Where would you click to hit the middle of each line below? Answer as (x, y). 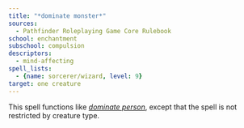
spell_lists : (30, 69)
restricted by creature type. (54, 115)
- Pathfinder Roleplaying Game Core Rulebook (94, 31)
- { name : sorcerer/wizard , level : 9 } (79, 76)
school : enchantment (43, 38)
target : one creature (45, 83)
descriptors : (30, 53)
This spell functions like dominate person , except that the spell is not (123, 107)
